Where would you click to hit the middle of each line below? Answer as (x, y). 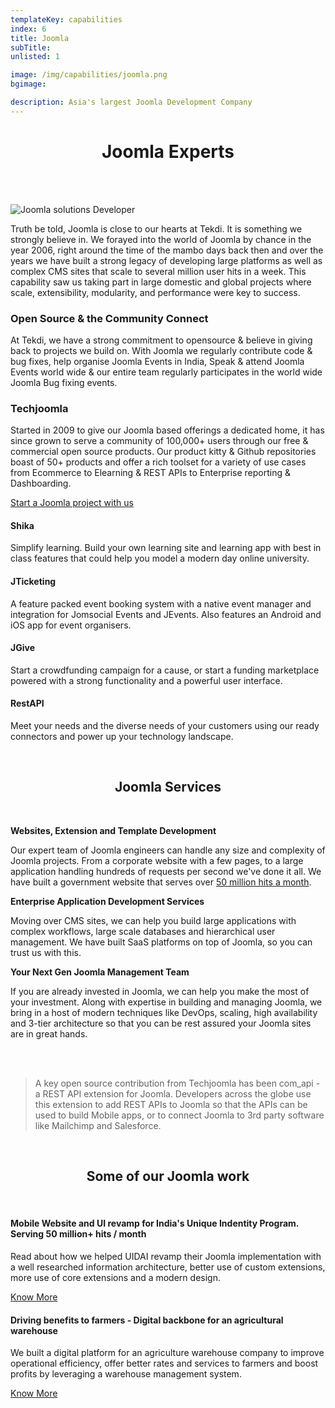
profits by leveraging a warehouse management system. (126, 1374)
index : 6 (28, 29)
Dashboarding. (41, 483)
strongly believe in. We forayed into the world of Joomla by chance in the (161, 239)
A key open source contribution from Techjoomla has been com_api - (177, 1083)
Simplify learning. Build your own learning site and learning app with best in (166, 548)
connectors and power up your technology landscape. (122, 737)
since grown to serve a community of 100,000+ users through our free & (159, 441)
